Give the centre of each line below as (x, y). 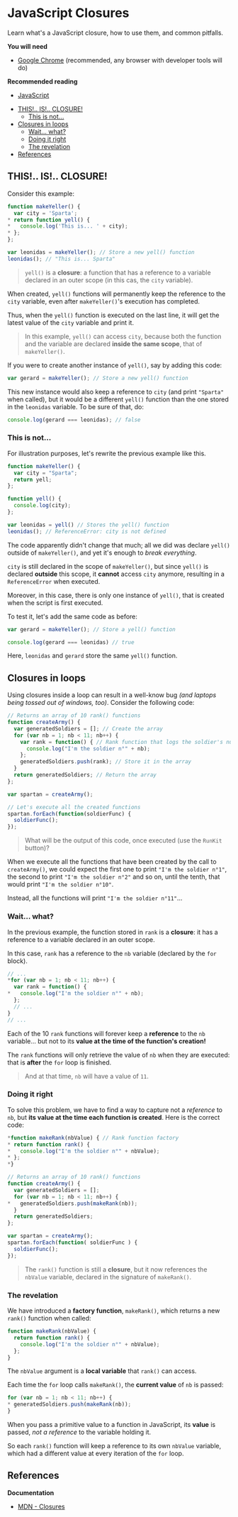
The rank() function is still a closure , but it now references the (116, 1269)
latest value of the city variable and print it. (71, 322)
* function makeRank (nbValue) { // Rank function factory (93, 1138)
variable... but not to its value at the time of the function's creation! (107, 1041)
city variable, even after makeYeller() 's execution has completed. (104, 301)
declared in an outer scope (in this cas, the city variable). (109, 280)
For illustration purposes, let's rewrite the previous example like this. (107, 453)
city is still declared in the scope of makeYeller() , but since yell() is (108, 566)
